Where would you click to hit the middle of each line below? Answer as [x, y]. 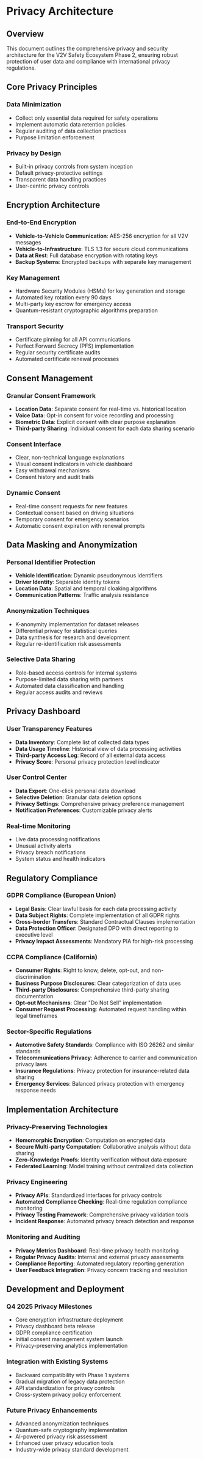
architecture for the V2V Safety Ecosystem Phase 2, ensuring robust [92, 55]
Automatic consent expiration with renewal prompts [80, 525]
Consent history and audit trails [55, 477]
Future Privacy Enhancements [52, 1410]
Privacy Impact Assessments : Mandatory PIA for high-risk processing [104, 941]
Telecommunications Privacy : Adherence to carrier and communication [106, 1058]
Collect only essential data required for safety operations [87, 118]
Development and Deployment [65, 1289]
